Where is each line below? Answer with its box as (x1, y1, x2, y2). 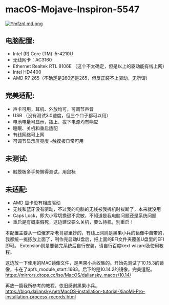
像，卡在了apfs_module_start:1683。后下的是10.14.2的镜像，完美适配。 (5, 266, 155, 272)
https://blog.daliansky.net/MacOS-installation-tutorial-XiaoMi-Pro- (5, 288, 145, 295)
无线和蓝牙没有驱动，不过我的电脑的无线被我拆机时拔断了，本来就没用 (12, 206, 161, 212)
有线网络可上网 (12, 132, 45, 138)
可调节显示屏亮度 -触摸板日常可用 (12, 138, 84, 144)
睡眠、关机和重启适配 (12, 125, 58, 131)
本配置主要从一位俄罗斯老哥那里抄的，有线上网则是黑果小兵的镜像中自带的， (5, 230, 167, 236)
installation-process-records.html (5, 294, 76, 300)
